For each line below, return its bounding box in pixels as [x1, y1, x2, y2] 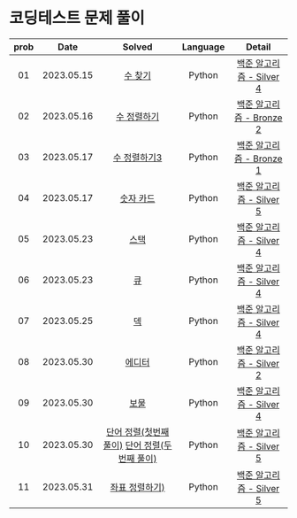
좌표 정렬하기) [110, 481, 165, 493]
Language [181, 41, 225, 53]
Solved [122, 41, 153, 53]
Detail [246, 41, 271, 53]
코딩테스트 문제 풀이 [9, 8, 146, 28]
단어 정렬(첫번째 [105, 426, 170, 438]
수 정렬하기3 [113, 151, 163, 164]
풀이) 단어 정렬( [103, 439, 164, 452]
